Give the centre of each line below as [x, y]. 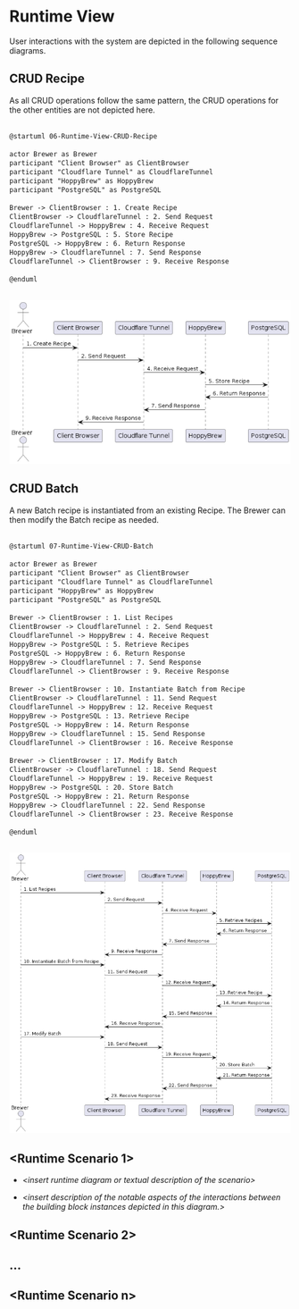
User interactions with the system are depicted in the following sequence [144, 41]
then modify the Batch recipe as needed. [84, 519]
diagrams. [28, 50]
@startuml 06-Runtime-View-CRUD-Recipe [83, 136]
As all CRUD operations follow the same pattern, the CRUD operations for [144, 100]
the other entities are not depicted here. [83, 110]
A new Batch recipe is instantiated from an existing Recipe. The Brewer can [147, 510]
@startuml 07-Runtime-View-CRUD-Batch [81, 546]
